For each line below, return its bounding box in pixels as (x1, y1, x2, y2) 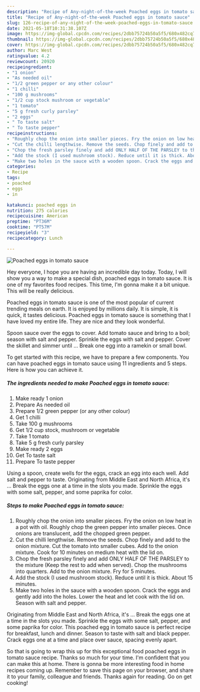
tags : (7, 175, 20, 181)
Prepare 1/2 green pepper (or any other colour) (15, 407, 131, 414)
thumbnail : (7, 36, 34, 42)
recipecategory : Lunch (7, 235, 63, 241)
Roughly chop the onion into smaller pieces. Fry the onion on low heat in (15, 517, 192, 524)
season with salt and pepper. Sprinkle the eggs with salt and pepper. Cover (7, 336, 191, 343)
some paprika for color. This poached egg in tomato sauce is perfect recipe (7, 623, 192, 631)
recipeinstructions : (7, 130, 58, 137)
